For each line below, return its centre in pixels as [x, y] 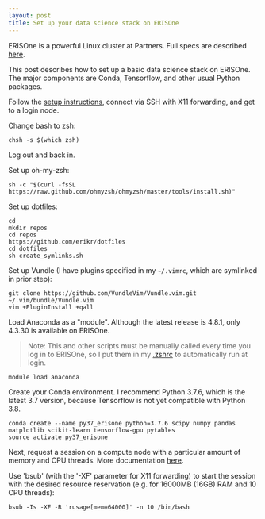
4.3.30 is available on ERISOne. [59, 330]
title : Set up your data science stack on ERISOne [94, 23]
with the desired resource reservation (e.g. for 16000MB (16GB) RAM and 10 [132, 484]
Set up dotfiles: [33, 206]
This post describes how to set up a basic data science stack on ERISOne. [130, 69]
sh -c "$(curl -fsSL [42, 185]
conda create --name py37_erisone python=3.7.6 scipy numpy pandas [122, 423]
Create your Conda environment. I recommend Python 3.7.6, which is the [127, 392]
